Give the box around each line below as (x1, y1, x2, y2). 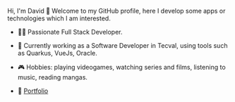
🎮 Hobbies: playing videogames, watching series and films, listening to (17, 63, 226, 71)
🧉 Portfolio (17, 87, 49, 95)
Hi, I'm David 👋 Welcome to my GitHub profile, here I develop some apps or (7, 7, 226, 15)
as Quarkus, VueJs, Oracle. (17, 49, 97, 57)
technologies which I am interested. (7, 14, 111, 23)
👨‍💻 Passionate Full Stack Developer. (17, 28, 123, 36)
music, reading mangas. (17, 73, 88, 81)
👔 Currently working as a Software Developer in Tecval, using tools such (17, 42, 228, 49)
